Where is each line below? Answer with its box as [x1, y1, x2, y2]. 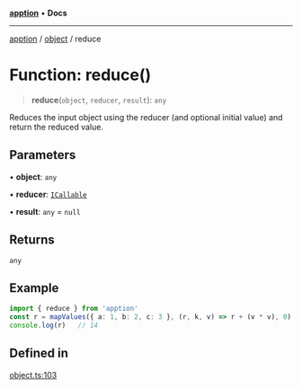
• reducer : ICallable [9, 189, 87, 199]
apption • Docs [9, 8, 67, 18]
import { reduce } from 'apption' [9, 305, 139, 314]
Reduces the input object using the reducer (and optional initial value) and [9, 111, 283, 122]
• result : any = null [9, 206, 81, 217]
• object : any [9, 171, 58, 182]
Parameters [9, 147, 76, 163]
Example [9, 280, 59, 296]
